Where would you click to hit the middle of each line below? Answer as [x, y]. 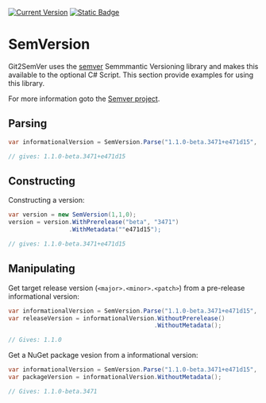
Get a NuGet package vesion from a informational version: [103, 355]
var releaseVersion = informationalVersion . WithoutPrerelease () [117, 318]
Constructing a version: [46, 200]
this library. [27, 83]
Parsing [28, 124]
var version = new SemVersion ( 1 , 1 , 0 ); [72, 215]
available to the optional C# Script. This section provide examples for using [131, 75]
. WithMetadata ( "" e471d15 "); [115, 230]
